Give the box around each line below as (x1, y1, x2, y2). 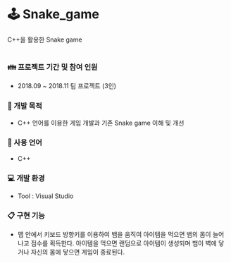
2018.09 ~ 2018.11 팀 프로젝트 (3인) (17, 82, 117, 90)
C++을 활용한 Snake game (7, 35, 82, 44)
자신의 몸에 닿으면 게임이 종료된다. (30, 248, 125, 257)
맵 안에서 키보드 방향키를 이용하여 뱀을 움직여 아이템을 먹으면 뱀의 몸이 (17, 231, 211, 239)
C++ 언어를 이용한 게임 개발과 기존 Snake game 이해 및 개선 (17, 118, 185, 127)
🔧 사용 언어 (7, 137, 42, 147)
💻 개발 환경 (7, 173, 45, 183)
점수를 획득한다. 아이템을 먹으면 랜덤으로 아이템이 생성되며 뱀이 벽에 (30, 239, 217, 247)
